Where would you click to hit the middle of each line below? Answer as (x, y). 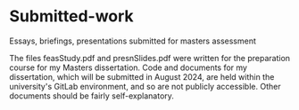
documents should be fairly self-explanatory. (91, 96)
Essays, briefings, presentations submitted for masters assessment (133, 41)
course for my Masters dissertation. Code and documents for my (129, 67)
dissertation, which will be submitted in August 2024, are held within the (142, 76)
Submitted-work (71, 16)
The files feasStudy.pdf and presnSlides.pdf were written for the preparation (150, 58)
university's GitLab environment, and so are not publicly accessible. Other (145, 86)
